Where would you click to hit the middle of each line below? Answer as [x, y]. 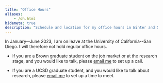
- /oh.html [25, 18]
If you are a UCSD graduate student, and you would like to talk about [81, 70]
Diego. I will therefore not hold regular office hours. [56, 47]
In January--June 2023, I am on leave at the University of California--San [78, 41]
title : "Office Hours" [28, 9]
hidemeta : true [20, 23]
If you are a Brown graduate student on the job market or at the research [84, 56]
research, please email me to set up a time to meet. [63, 76]
